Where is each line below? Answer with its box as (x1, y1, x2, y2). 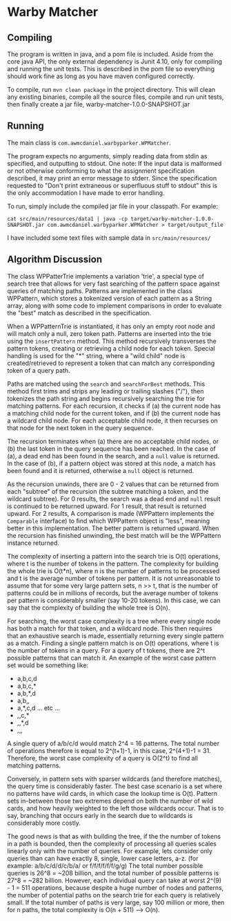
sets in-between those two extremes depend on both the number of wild (7, 797, 214, 805)
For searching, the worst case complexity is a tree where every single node (7, 617, 221, 625)
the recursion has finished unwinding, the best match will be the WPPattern (7, 531, 221, 539)
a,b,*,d (17, 689, 37, 697)
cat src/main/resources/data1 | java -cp (7, 215, 128, 222)
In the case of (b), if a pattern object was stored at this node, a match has (7, 459, 216, 467)
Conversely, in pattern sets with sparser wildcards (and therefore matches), (7, 774, 222, 783)
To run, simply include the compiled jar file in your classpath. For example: (7, 202, 219, 210)
